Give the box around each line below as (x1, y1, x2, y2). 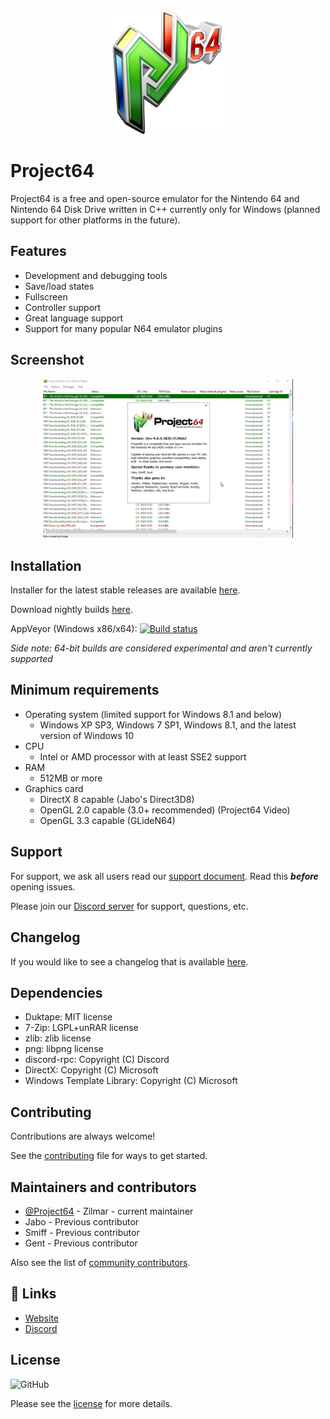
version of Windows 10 (39, 729, 134, 741)
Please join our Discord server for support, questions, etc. (10, 900, 249, 912)
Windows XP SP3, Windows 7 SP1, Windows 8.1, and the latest (39, 719, 297, 731)
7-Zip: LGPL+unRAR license (24, 1022, 139, 1034)
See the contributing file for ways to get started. (10, 1150, 208, 1162)
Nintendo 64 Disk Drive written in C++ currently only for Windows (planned (10, 203, 321, 215)
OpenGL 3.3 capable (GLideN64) (39, 814, 176, 826)
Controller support (24, 301, 102, 313)
